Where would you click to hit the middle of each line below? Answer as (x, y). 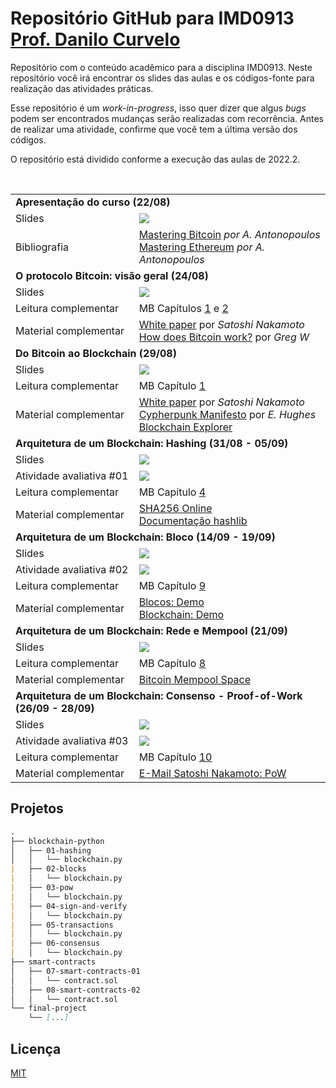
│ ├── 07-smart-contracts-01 (75, 971)
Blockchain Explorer (185, 427)
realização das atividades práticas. (82, 88)
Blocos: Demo (171, 602)
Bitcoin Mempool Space (195, 679)
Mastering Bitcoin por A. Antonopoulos (229, 234)
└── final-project (48, 1008)
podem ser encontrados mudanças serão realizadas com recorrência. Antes (167, 118)
